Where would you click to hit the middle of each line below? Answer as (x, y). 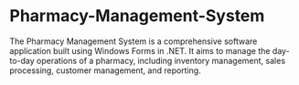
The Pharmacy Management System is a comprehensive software (133, 41)
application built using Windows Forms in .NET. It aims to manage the (140, 50)
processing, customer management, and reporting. (105, 70)
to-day (22, 60)
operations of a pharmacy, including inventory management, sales (161, 60)
